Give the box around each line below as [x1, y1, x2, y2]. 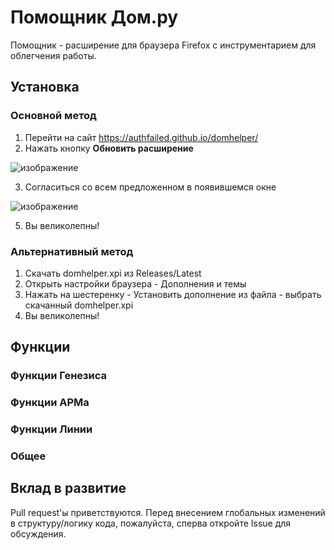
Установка [10, 79, 80, 96]
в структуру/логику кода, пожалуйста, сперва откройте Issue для [10, 517, 292, 529]
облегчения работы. [10, 49, 97, 61]
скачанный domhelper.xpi [24, 299, 134, 311]
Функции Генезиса [10, 369, 108, 383]
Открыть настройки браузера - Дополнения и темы [24, 277, 247, 290]
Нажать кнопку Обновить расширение [24, 142, 194, 154]
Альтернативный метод [10, 244, 134, 258]
